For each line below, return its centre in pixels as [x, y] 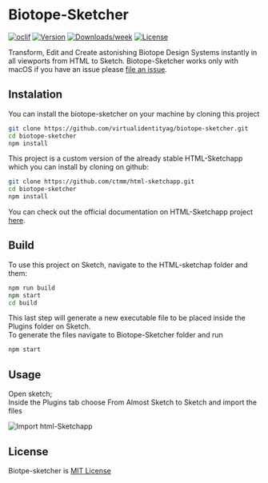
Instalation [35, 95]
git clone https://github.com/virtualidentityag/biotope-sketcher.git [128, 128]
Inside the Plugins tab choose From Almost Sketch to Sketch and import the [133, 402]
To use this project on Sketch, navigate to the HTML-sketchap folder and [128, 265]
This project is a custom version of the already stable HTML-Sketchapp [126, 158]
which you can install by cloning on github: [79, 167]
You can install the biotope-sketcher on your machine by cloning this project [134, 114]
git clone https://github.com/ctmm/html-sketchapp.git [102, 182]
